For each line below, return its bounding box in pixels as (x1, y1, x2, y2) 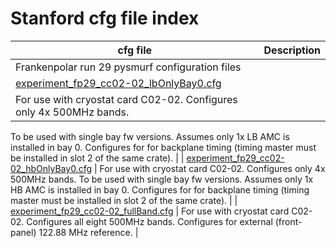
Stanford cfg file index (10, 7, 200, 30)
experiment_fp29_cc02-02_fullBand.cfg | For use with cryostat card (10, 205, 290, 217)
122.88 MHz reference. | (38, 226, 139, 238)
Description (263, 43, 321, 57)
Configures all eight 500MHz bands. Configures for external (26, 215, 273, 227)
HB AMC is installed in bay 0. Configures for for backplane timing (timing (10, 183, 310, 196)
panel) (10, 226, 37, 238)
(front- (274, 215, 303, 227)
